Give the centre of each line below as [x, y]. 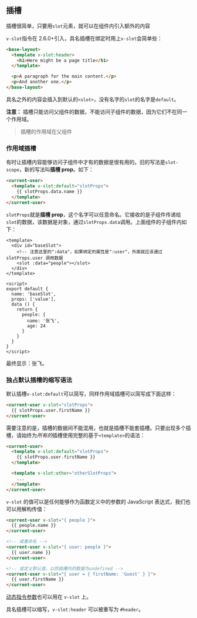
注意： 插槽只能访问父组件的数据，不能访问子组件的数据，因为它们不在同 [94, 112]
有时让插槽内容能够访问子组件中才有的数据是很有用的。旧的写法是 [86, 162]
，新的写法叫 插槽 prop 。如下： [56, 170]
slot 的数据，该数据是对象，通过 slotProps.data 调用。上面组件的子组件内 [94, 221]
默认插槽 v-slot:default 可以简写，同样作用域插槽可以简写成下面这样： [91, 394]
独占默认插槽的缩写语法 [39, 379]
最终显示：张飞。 [27, 363]
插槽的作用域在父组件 [46, 132]
